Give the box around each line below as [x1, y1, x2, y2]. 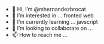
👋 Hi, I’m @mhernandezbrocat [11, 6, 86, 12]
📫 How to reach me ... [11, 32, 68, 38]
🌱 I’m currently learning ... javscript [11, 18, 99, 25]
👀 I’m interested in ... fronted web [11, 12, 94, 19]
